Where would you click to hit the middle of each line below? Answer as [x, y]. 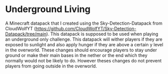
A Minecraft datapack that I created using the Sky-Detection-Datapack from [84, 23]
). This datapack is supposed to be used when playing [102, 34]
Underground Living [48, 9]
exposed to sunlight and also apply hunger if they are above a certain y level [84, 44]
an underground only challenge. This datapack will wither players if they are [84, 39]
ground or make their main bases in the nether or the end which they [76, 55]
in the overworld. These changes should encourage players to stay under [81, 50]
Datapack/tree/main [26, 34]
